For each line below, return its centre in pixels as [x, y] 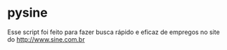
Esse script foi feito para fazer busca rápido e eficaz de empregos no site [113, 32]
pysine [27, 13]
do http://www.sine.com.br [46, 39]
